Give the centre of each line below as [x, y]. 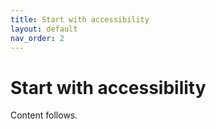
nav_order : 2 [37, 38]
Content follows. [44, 115]
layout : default [44, 29]
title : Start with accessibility [80, 19]
